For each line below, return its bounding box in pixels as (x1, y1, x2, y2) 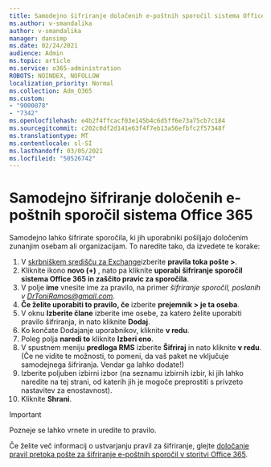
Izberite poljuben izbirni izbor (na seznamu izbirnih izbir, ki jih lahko (20, 369, 244, 378)
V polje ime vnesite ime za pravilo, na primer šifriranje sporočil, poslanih (20, 283, 261, 293)
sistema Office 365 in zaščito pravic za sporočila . (20, 274, 190, 284)
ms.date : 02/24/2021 (9, 42, 79, 50)
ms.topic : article (9, 57, 71, 65)
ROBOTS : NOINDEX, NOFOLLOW (9, 72, 100, 80)
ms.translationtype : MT (9, 131, 89, 140)
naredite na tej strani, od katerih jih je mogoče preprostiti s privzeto (20, 377, 244, 387)
